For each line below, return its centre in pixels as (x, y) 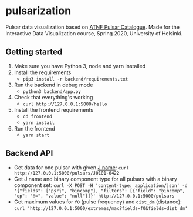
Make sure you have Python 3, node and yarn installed (80, 66)
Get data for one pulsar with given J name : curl (72, 167)
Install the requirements (43, 72)
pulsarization (38, 11)
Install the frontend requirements (53, 109)
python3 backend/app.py (52, 91)
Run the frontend (34, 128)
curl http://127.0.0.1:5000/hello (65, 104)
